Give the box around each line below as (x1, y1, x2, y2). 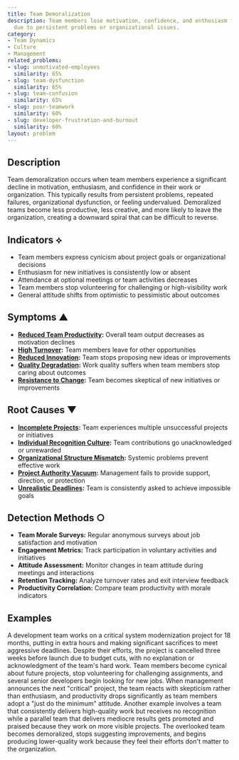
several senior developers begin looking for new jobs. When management (7, 677, 224, 685)
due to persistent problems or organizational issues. (14, 24, 180, 31)
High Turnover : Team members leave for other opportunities (17, 345, 196, 354)
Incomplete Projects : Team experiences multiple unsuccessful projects (17, 422, 228, 432)
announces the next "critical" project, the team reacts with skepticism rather (7, 684, 231, 693)
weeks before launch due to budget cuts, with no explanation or (7, 654, 195, 662)
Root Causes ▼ (7, 404, 77, 416)
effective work (17, 461, 60, 470)
